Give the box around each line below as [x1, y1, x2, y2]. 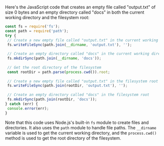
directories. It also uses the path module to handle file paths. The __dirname [5, 124, 157, 130]
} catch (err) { [5, 101, 38, 106]
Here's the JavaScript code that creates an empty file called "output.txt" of [5, 4, 156, 10]
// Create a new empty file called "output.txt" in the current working [7, 38, 159, 43]
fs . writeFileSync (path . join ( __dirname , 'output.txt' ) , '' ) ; [7, 42, 132, 47]
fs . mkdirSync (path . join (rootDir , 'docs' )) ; [7, 97, 97, 102]
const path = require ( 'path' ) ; [5, 28, 69, 33]
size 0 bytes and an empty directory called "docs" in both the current [5, 9, 144, 15]
